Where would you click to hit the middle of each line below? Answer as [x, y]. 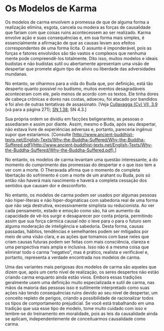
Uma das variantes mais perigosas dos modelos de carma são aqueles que [81, 266]
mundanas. [16, 74]
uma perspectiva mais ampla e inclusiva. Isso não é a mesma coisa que [77, 247]
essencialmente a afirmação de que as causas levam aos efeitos [70, 43]
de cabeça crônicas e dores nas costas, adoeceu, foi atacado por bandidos [81, 99]
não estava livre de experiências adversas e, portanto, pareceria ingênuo [79, 129]
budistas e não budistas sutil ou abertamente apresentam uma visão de [77, 64]
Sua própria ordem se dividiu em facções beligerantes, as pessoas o [74, 119]
